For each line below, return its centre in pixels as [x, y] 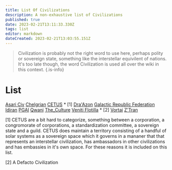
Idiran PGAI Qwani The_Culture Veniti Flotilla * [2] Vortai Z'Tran [72, 110]
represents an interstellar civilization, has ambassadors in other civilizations [85, 141]
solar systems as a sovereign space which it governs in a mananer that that [85, 136]
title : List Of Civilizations [38, 10]
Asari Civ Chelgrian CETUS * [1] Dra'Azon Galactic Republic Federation [80, 104]
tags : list [17, 29]
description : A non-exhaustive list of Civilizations [64, 15]
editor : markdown [24, 34]
